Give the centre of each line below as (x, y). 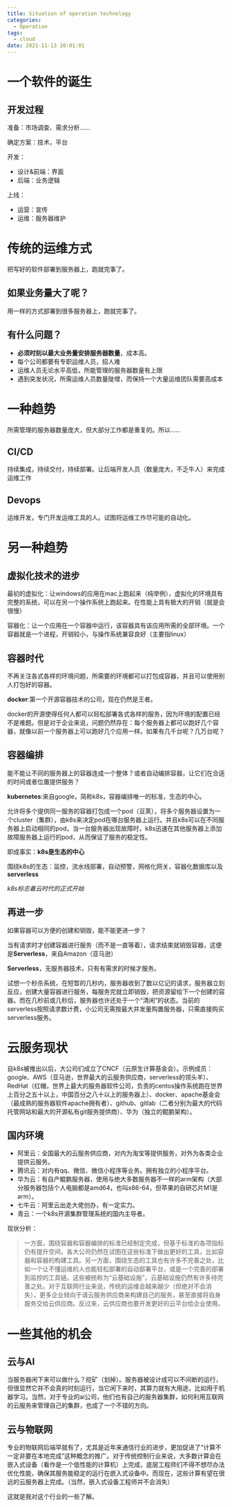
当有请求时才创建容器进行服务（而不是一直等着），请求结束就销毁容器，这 (112, 945)
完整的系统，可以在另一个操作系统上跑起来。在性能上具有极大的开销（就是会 (116, 603)
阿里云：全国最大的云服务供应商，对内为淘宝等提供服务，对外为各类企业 (120, 1153)
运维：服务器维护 (41, 218)
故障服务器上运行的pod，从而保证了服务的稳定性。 (79, 837)
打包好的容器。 (34, 684)
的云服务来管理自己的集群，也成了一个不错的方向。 (80, 1405)
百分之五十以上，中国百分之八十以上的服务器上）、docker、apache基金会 (117, 1094)
